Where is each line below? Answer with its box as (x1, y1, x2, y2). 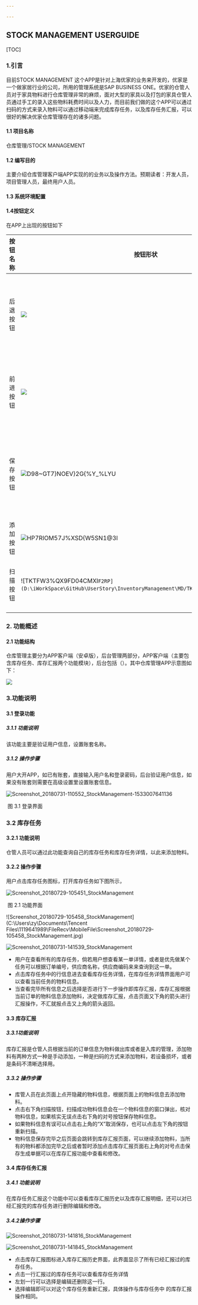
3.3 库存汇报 (6, 1014, 37, 1022)
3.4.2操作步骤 (6, 1217, 40, 1224)
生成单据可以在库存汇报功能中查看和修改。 (19, 1150, 124, 1157)
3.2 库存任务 (6, 818, 42, 827)
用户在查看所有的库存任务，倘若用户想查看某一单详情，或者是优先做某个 (14, 955, 190, 963)
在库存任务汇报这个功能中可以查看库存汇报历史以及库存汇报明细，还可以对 (6, 1195, 187, 1202)
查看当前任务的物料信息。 (19, 978, 82, 985)
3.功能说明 (6, 694, 37, 703)
